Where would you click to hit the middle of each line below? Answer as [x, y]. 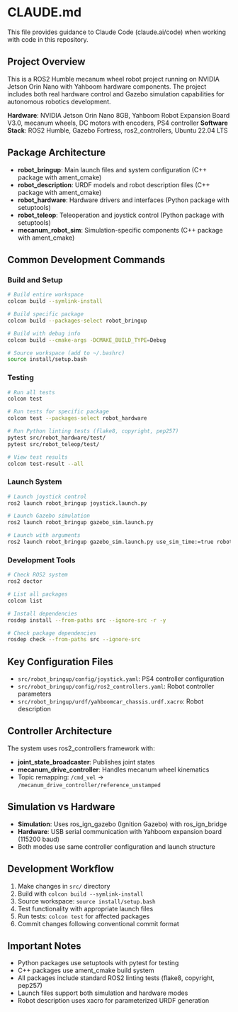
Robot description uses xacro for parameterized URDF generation [113, 1001]
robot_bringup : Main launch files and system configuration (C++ [112, 169]
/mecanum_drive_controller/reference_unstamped [89, 785]
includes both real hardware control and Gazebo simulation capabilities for [116, 94]
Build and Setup [35, 279]
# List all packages [38, 594]
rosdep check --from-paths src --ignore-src [74, 640]
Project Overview [46, 62]
